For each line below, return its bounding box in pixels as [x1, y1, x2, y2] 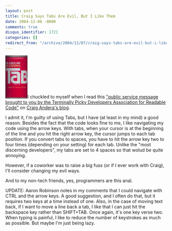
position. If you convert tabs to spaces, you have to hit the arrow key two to [5, 136, 165, 142]
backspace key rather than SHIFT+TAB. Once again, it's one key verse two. [5, 209, 164, 215]
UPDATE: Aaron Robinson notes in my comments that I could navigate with [5, 187, 163, 193]
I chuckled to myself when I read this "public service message [27, 93, 159, 99]
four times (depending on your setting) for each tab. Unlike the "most [5, 141, 151, 147]
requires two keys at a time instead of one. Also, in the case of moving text [5, 198, 163, 204]
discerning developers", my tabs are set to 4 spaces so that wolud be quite [5, 147, 164, 153]
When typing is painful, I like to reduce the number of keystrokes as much [5, 214, 161, 220]
